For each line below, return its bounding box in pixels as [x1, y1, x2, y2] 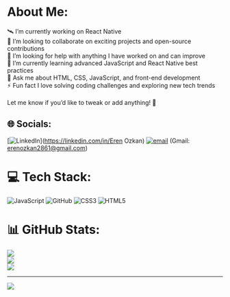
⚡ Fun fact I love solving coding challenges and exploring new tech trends [7, 81, 216, 89]
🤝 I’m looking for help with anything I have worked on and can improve [7, 51, 205, 60]
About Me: [7, 4, 68, 20]
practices [7, 66, 34, 74]
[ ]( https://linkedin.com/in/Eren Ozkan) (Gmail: [7, 136, 190, 145]
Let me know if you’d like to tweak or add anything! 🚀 [7, 98, 157, 106]
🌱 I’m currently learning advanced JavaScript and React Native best [7, 59, 199, 67]
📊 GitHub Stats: [7, 222, 101, 237]
